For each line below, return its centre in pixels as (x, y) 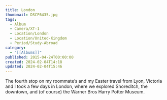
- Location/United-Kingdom (38, 39)
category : (16, 48)
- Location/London (29, 34)
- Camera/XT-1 (25, 29)
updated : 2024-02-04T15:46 (34, 66)
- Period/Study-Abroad (34, 43)
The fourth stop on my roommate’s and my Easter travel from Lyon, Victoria (84, 81)
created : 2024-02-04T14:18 (34, 62)
